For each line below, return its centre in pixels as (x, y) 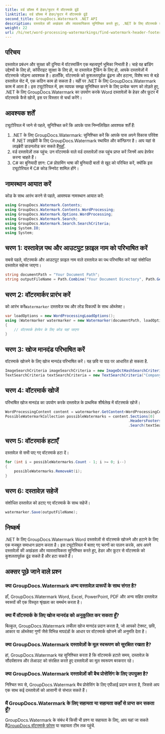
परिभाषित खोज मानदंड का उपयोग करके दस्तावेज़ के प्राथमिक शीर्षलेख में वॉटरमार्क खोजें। (73, 402)
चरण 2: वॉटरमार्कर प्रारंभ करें (38, 295)
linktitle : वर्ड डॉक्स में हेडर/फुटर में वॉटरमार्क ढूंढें (46, 14)
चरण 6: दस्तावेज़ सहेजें (31, 491)
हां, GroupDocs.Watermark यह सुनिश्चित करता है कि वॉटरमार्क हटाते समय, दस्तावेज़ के (77, 655)
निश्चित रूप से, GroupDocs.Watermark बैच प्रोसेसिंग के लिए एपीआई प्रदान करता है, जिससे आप (82, 684)
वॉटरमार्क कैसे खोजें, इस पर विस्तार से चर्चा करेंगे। (44, 97)
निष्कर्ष (13, 527)
